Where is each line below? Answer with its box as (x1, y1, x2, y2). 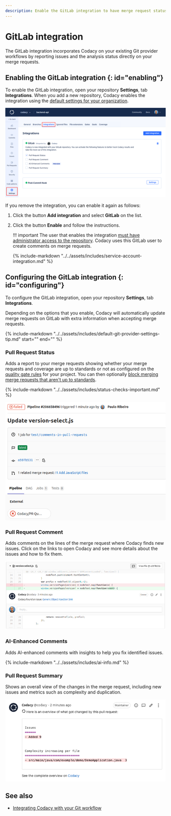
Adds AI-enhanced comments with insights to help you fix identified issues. (5, 649, 164, 656)
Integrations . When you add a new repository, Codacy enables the (5, 92, 146, 99)
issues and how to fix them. (5, 551, 63, 557)
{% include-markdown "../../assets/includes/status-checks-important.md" (5, 387, 160, 393)
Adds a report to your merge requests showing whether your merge (5, 361, 148, 367)
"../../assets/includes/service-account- (61, 253, 142, 259)
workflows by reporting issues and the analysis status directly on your (5, 53, 152, 59)
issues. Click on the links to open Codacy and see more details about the (5, 545, 158, 551)
